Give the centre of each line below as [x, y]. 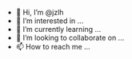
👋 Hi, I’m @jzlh [40, 12]
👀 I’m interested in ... [50, 21]
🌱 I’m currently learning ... [58, 29]
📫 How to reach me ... [53, 47]
